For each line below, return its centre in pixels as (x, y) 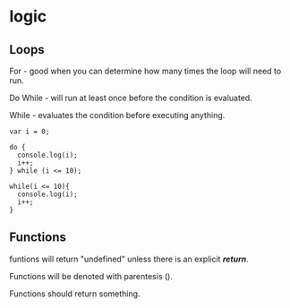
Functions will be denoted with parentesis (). (91, 276)
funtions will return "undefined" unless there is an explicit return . (129, 259)
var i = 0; (30, 132)
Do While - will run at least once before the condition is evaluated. (131, 98)
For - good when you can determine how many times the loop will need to (145, 71)
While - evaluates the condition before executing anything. (117, 115)
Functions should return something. (75, 294)
